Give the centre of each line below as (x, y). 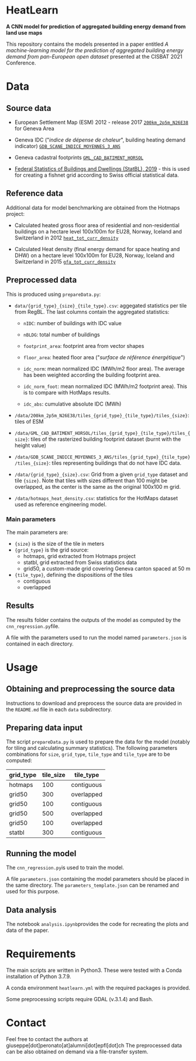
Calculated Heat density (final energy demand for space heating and (97, 249)
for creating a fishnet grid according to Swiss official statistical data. (97, 175)
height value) (30, 445)
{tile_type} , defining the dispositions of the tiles (73, 575)
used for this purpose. (33, 891)
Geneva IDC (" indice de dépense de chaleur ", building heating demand (100, 140)
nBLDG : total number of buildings (62, 334)
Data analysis (31, 910)
